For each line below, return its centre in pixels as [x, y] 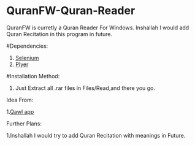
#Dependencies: [27, 46]
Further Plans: [24, 124]
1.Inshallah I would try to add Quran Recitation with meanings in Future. [96, 135]
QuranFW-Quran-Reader [71, 11]
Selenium [27, 58]
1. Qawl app [20, 111]
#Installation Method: [33, 76]
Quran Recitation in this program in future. [59, 34]
